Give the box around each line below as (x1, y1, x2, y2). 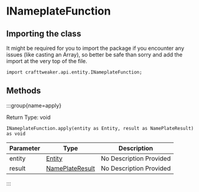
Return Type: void (6, 114, 51, 121)
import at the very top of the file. (6, 58, 87, 64)
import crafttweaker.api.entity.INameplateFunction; (6, 69, 143, 75)
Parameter (9, 144, 41, 153)
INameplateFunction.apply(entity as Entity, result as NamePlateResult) (6, 125, 194, 131)
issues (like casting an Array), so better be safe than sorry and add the (6, 51, 183, 58)
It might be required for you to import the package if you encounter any (6, 44, 184, 52)
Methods (6, 86, 41, 96)
